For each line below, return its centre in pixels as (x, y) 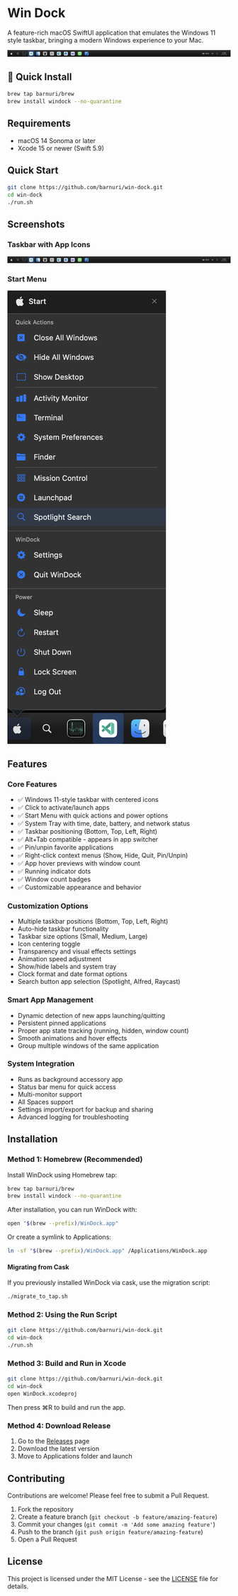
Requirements (39, 124)
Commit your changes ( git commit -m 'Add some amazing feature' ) (117, 1524)
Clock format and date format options (72, 974)
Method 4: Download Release (59, 1425)
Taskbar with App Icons (49, 244)
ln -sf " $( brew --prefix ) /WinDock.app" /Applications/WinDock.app (107, 1251)
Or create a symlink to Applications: (59, 1237)
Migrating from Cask (38, 1267)
